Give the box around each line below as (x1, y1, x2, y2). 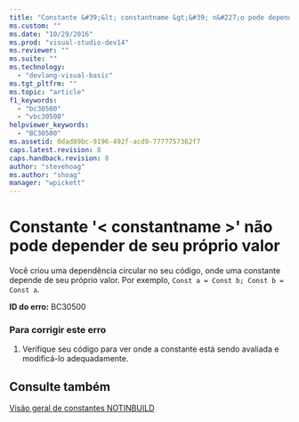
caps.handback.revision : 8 (9, 153, 109, 163)
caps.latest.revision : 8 (9, 145, 101, 154)
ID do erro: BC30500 (9, 302, 86, 312)
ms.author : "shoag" (9, 170, 82, 179)
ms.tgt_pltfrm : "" (9, 79, 77, 88)
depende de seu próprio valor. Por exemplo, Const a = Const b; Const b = (9, 275, 285, 286)
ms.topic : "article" (9, 87, 86, 96)
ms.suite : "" (9, 54, 58, 63)
